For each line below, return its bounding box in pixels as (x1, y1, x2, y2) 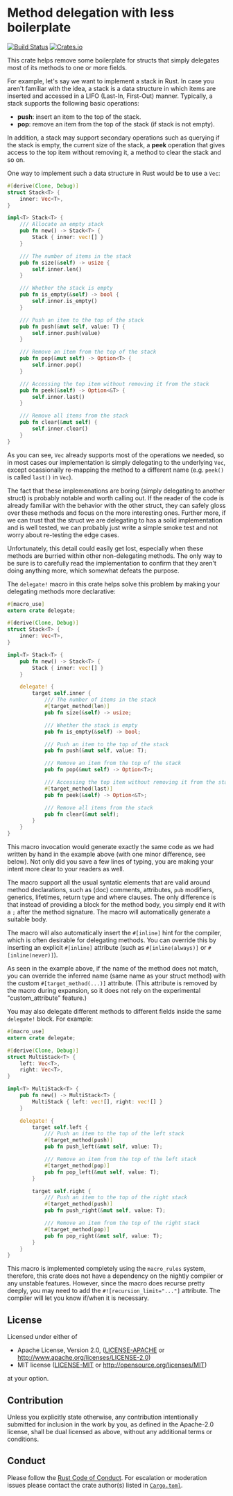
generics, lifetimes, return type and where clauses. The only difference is (7, 893, 216, 901)
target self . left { (32, 1124, 89, 1131)
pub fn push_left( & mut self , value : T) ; (44, 1143, 163, 1151)
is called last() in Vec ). (7, 472, 74, 481)
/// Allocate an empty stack (19, 221, 104, 228)
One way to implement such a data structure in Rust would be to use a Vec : (7, 169, 221, 177)
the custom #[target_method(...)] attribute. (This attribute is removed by (7, 979, 218, 987)
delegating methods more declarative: (7, 587, 116, 595)
